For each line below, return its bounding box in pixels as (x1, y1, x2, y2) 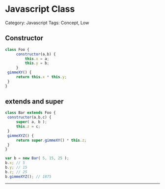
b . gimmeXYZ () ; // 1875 (5, 174, 52, 179)
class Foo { (5, 47, 29, 52)
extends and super (5, 97, 64, 106)
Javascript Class (5, 3, 75, 15)
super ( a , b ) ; (16, 120, 48, 125)
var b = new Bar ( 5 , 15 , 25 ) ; (5, 156, 69, 161)
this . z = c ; (16, 124, 41, 129)
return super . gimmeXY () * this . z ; (16, 138, 87, 143)
